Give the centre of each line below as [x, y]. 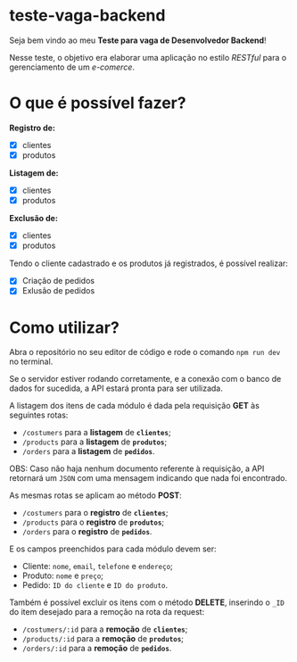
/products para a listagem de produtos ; [95, 442]
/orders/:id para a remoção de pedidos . [97, 649]
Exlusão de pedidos [58, 291]
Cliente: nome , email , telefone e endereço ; [98, 567]
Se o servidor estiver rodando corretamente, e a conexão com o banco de [145, 379]
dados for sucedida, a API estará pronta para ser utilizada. [116, 388]
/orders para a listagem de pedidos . [88, 451]
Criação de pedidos [58, 281]
